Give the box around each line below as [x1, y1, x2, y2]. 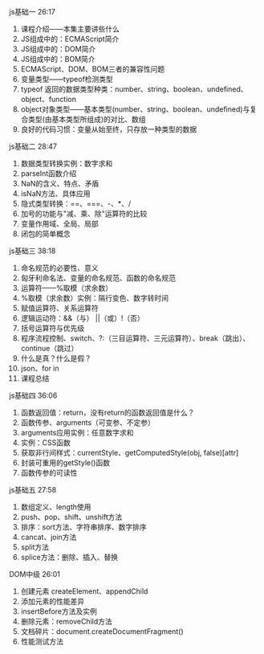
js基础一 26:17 [9, 7, 55, 16]
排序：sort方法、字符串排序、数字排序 [20, 522, 147, 532]
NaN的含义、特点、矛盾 [20, 179, 100, 188]
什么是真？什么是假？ [20, 354, 91, 363]
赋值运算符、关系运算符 [20, 304, 99, 313]
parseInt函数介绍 [20, 169, 77, 178]
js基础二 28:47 [9, 141, 57, 151]
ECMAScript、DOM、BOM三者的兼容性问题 [20, 64, 165, 74]
